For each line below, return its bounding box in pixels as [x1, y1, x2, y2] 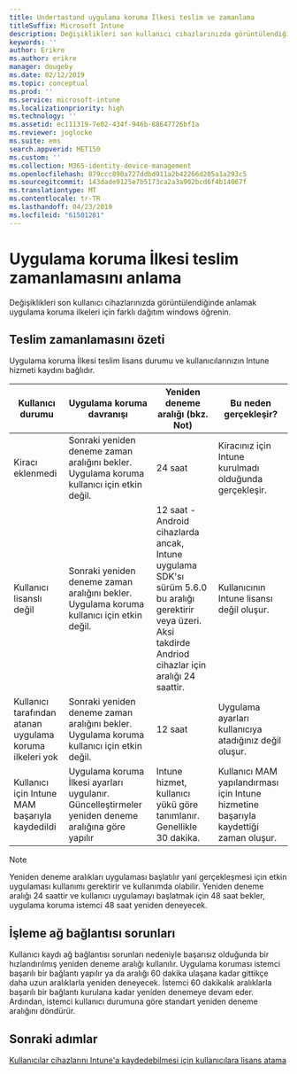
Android [156, 515, 190, 527]
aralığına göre [68, 821, 126, 833]
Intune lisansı [217, 593, 273, 605]
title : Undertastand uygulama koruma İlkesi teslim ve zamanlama [9, 12, 255, 22]
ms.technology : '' [9, 112, 77, 121]
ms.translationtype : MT [9, 186, 97, 195]
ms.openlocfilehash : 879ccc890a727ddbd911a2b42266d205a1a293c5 [9, 169, 247, 178]
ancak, [156, 537, 184, 549]
